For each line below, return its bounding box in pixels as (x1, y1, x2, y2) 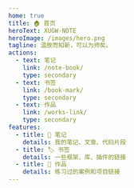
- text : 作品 (15, 101, 57, 109)
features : (8, 123, 41, 131)
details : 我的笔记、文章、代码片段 (22, 138, 126, 146)
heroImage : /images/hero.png (8, 34, 105, 42)
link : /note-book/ (22, 64, 84, 72)
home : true (8, 11, 45, 20)
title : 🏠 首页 (8, 19, 56, 27)
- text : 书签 (15, 78, 57, 86)
